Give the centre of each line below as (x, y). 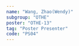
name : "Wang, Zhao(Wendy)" (40, 12)
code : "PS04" (22, 34)
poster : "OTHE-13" (29, 23)
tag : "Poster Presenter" (37, 28)
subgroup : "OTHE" (28, 17)
